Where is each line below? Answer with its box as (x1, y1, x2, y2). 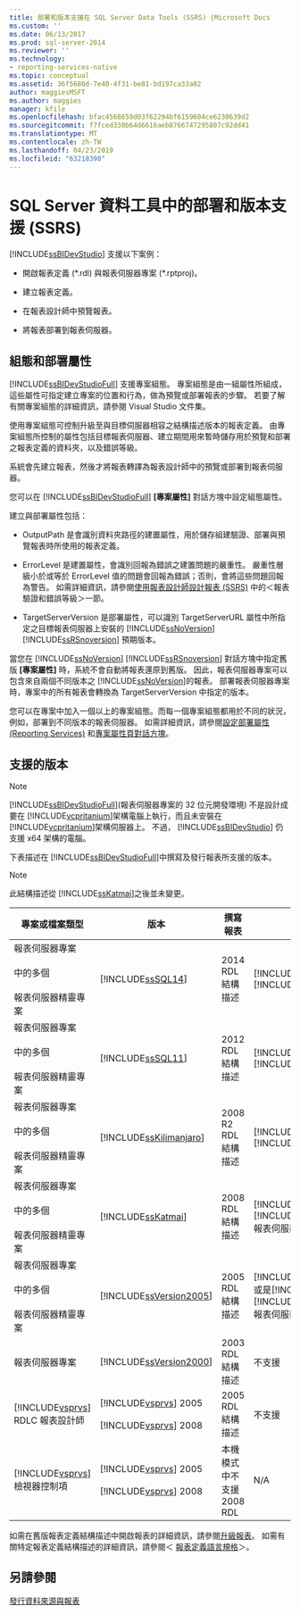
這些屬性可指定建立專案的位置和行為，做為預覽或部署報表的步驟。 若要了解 (9, 390, 286, 401)
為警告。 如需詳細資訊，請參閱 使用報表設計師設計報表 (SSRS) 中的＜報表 (21, 582, 290, 593)
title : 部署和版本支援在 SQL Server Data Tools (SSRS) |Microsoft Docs (9, 12, 271, 22)
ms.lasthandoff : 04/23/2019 (9, 146, 114, 154)
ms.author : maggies (9, 96, 82, 105)
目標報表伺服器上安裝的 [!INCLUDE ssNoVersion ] (37, 623, 216, 634)
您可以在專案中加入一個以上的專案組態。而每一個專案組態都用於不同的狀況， (9, 706, 291, 717)
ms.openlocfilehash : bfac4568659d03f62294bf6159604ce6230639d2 (9, 112, 250, 121)
